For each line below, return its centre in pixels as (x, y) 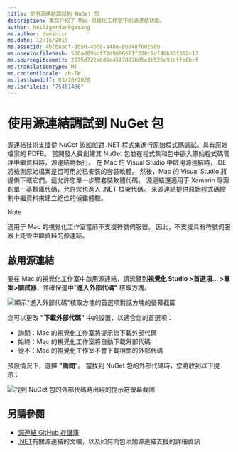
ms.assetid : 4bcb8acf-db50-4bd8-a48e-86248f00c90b (84, 47)
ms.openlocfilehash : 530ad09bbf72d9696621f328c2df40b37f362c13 (103, 54)
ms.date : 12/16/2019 (38, 40)
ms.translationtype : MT (43, 67)
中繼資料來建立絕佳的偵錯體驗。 (60, 198)
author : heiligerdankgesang (49, 27)
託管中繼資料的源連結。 (54, 236)
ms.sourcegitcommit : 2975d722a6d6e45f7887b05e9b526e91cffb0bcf (103, 60)
